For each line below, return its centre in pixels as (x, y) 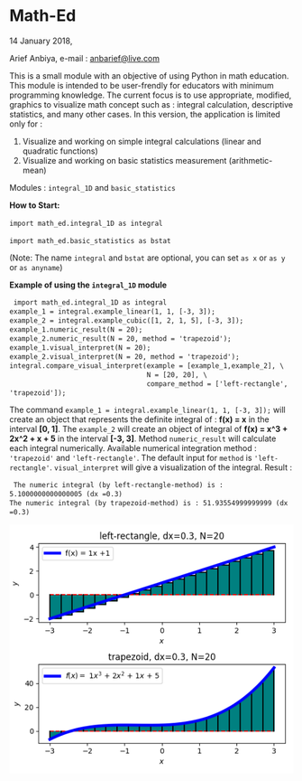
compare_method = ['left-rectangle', (217, 384)
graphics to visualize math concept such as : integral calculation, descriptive (151, 104)
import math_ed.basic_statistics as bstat (90, 240)
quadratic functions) (60, 151)
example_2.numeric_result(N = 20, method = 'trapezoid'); (120, 339)
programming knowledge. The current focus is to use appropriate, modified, (151, 95)
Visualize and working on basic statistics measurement (124, 160)
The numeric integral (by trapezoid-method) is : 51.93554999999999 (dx (149, 503)
